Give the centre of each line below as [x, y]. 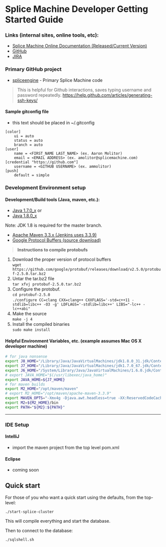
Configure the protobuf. [36, 289]
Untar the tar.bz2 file [33, 279]
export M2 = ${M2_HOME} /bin [32, 403]
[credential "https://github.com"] [42, 162]
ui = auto [24, 136]
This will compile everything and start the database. [58, 521]
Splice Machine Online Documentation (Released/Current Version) [80, 46]
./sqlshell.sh [20, 540]
